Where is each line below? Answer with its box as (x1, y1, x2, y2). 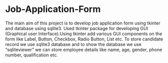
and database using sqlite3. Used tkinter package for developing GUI (5, 25, 148, 31)
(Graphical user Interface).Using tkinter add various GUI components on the (5, 30, 162, 36)
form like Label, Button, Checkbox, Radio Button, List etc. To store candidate (5, 36, 163, 42)
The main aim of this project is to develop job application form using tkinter (5, 20, 160, 26)
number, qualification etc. (5, 51, 58, 58)
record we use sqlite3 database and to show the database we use (5, 41, 142, 47)
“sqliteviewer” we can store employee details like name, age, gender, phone (5, 46, 162, 52)
